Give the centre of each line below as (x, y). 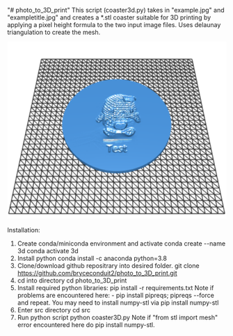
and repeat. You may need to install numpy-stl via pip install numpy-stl (118, 303)
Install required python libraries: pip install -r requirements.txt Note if (115, 288)
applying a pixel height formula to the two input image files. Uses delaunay (114, 25)
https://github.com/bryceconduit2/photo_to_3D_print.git (97, 273)
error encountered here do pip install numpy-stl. (86, 325)
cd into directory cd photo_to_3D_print (72, 280)
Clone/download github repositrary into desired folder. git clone (108, 266)
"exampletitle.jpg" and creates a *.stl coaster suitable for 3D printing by (109, 17)
